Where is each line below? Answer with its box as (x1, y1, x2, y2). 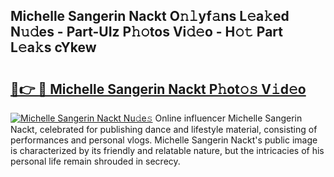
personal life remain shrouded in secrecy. (10, 155, 181, 167)
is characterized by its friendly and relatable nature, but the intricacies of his (10, 145, 325, 156)
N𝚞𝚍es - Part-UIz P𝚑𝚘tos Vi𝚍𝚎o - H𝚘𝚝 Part (10, 24, 283, 41)
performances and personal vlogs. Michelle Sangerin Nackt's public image (10, 134, 318, 146)
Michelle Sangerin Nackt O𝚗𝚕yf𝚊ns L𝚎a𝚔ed (10, 8, 290, 25)
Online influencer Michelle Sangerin (154, 112, 303, 124)
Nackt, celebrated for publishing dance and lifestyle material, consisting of (10, 124, 318, 135)
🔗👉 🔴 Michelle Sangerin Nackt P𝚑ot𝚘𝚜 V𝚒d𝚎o (10, 80, 307, 98)
